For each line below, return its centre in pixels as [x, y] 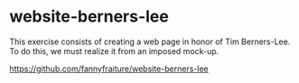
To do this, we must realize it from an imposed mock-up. [114, 51]
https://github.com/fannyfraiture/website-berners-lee [109, 69]
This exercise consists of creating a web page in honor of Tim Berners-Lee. [150, 41]
